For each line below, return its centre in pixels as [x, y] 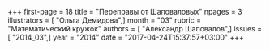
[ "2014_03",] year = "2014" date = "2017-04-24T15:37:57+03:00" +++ [126, 37]
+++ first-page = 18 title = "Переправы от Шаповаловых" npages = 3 [125, 12]
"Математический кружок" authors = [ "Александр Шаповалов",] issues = [135, 29]
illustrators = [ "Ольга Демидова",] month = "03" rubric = [105, 20]
